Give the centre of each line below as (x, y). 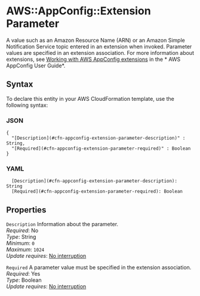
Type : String (21, 237)
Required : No (22, 230)
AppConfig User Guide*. (36, 65)
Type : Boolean (24, 280)
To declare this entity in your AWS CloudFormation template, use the (90, 98)
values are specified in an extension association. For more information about (100, 53)
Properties (26, 210)
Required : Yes (23, 274)
